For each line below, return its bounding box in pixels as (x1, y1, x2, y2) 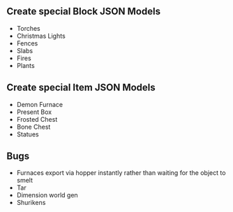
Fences (16, 38, 38, 48)
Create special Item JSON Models (6, 82, 156, 94)
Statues (16, 129, 39, 139)
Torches (16, 24, 41, 32)
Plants (16, 61, 36, 69)
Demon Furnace (16, 100, 63, 108)
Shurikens (16, 199, 46, 207)
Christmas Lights (16, 31, 66, 40)
